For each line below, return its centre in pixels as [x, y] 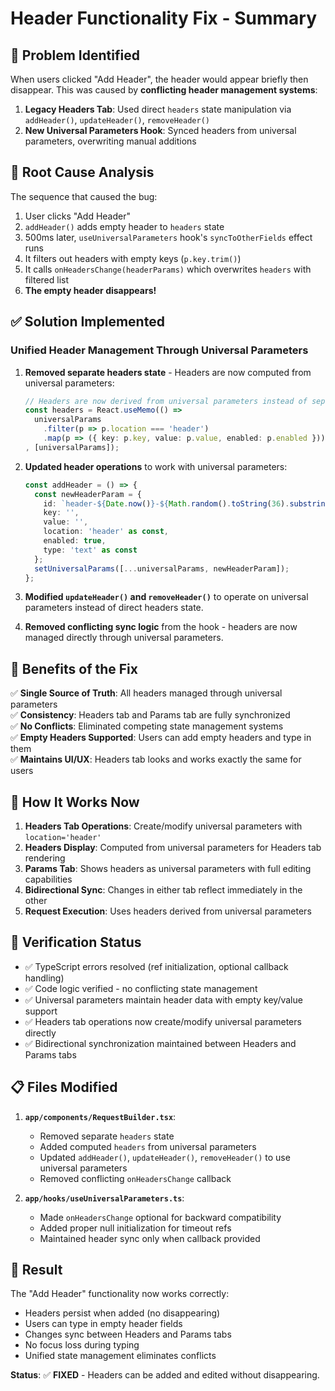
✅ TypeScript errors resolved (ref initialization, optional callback [156, 966]
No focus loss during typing [82, 1345]
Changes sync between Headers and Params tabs [128, 1334]
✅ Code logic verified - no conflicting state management [141, 988]
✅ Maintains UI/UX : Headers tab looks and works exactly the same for [156, 759]
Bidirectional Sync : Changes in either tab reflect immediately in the [163, 890]
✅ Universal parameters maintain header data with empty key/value [163, 999]
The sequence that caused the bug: [84, 196]
